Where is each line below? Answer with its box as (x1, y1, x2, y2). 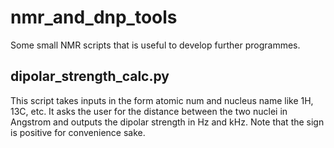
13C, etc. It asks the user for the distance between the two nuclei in (10, 105, 288, 117)
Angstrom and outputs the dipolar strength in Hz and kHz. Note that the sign (10, 116, 325, 128)
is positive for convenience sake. (10, 126, 146, 138)
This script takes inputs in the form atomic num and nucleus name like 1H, (10, 94, 314, 106)
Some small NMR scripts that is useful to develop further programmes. (10, 39, 301, 51)
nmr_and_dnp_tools (10, 6, 178, 29)
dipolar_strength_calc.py (10, 68, 170, 85)
